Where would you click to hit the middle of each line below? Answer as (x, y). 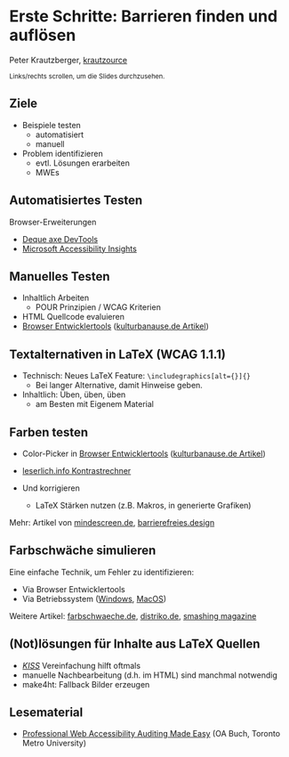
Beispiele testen (52, 125)
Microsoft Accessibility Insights (80, 248)
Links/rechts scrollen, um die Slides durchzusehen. (87, 76)
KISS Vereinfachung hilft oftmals (81, 665)
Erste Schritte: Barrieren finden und (144, 16)
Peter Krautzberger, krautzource (68, 60)
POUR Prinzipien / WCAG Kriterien (98, 307)
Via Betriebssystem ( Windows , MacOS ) (94, 598)
